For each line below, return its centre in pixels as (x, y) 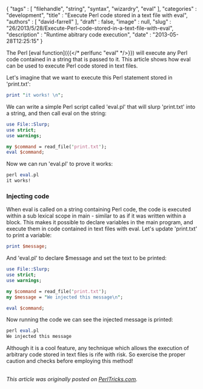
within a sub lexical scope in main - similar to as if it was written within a (96, 216)
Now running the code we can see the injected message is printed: (90, 320)
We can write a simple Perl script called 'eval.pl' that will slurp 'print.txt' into (101, 106)
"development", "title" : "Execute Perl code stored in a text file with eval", (97, 15)
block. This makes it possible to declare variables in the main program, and (100, 222)
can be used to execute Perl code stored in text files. (72, 66)
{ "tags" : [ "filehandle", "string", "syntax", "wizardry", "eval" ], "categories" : (101, 9)
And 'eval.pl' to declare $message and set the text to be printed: (86, 258)
